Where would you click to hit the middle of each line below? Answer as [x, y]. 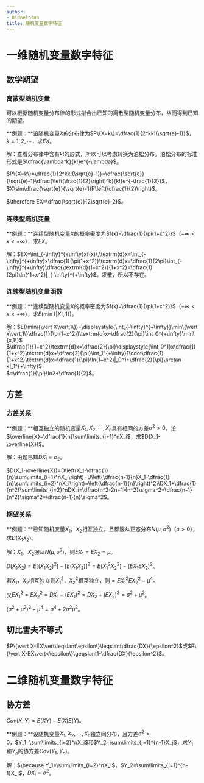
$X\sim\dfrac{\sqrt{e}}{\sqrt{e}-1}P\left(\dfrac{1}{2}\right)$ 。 [83, 189]
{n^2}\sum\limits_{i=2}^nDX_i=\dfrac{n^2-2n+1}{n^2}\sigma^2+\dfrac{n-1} [99, 490]
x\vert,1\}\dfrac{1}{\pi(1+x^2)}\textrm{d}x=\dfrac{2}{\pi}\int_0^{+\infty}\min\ [100, 333]
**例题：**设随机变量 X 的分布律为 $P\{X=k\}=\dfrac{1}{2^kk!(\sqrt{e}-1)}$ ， [100, 133]
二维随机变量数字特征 [60, 680]
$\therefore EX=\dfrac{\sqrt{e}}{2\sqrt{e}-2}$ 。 [66, 202]
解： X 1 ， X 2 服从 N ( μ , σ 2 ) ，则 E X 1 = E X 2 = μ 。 [61, 552]
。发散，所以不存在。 [123, 274]
